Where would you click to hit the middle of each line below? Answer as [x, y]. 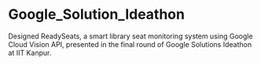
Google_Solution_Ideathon [96, 14]
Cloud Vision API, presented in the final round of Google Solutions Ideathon [130, 44]
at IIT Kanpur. [30, 52]
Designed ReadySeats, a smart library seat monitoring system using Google [130, 36]
